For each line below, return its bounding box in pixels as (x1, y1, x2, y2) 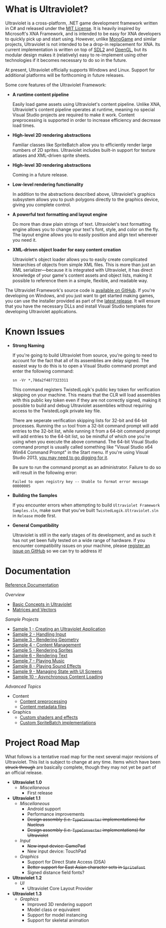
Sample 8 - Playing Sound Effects (12, 663, 82, 669)
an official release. (5, 769, 43, 775)
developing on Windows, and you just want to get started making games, (5, 292, 155, 298)
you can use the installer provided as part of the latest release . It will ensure (5, 298, 161, 304)
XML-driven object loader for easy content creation (12, 246, 121, 253)
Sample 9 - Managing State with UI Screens (12, 668, 102, 674)
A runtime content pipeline (12, 91, 69, 97)
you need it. (12, 237, 37, 243)
